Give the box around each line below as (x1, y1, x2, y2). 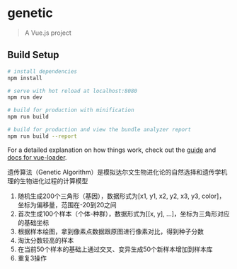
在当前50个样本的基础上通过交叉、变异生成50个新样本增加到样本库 (17, 245, 214, 253)
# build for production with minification (7, 106, 134, 114)
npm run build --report (7, 133, 78, 140)
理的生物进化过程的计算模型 (7, 176, 88, 185)
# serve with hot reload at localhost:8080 (7, 87, 138, 94)
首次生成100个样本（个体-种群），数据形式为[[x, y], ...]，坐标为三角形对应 (17, 209, 230, 218)
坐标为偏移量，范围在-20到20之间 (17, 200, 117, 209)
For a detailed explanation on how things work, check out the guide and (7, 146, 216, 154)
